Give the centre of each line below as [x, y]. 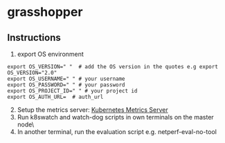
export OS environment [51, 54]
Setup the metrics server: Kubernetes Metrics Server [92, 110]
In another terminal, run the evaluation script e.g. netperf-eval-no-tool [117, 132]
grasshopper [45, 12]
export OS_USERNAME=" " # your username [66, 79]
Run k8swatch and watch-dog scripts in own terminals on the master [116, 117]
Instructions [34, 38]
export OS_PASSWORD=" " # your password [66, 85]
